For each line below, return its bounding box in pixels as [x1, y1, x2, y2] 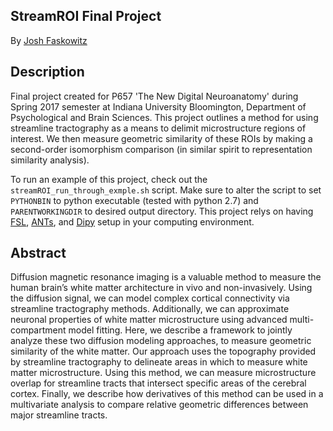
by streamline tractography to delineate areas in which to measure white [10, 356, 308, 368]
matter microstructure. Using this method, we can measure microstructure [10, 367, 317, 379]
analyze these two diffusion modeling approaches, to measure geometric [10, 335, 312, 347]
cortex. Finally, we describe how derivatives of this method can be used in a [10, 388, 324, 400]
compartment [10, 324, 67, 336]
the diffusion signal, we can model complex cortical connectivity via [10, 292, 290, 304]
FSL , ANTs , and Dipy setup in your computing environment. [10, 215, 255, 228]
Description [10, 64, 85, 81]
